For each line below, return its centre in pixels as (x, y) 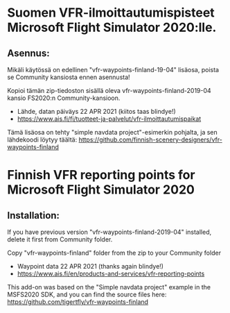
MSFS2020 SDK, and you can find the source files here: (87, 294)
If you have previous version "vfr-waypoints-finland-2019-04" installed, (109, 232)
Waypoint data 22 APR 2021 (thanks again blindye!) (90, 266)
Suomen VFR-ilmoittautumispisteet (111, 13)
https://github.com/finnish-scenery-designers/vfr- (151, 139)
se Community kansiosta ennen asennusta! (69, 77)
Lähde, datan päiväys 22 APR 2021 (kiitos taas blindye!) (97, 111)
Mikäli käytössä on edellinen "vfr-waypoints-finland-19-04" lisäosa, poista (113, 70)
